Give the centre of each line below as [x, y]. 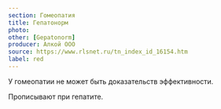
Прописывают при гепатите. [56, 96]
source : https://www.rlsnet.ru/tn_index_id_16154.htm [98, 52]
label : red [26, 60]
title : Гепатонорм [38, 23]
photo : [19, 30]
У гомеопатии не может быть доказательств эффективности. [111, 81]
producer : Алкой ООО [42, 45]
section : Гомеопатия [42, 15]
